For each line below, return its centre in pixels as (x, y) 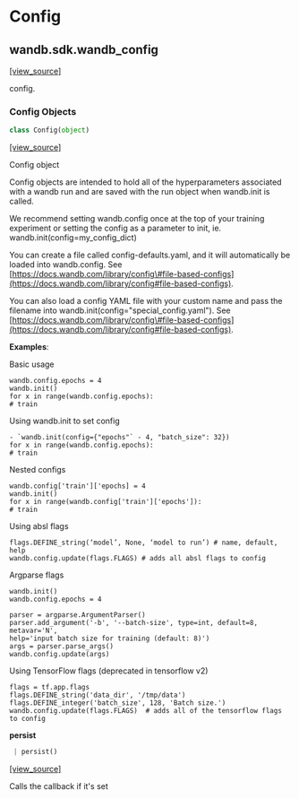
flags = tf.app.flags (50, 688)
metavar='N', (34, 631)
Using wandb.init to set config (64, 421)
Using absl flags (39, 526)
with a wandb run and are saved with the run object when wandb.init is (140, 192)
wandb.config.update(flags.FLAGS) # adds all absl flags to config (138, 559)
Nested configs (38, 470)
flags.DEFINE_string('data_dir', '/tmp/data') (98, 695)
